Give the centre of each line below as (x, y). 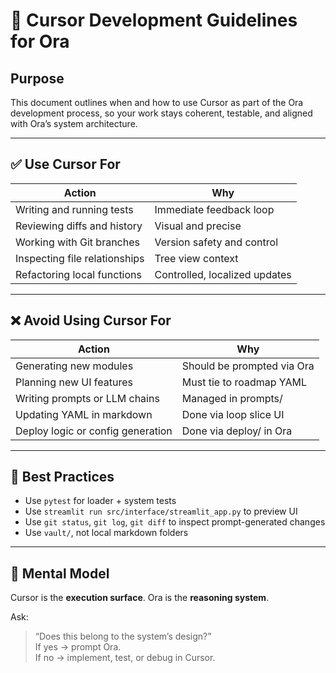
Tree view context (196, 258)
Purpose (37, 78)
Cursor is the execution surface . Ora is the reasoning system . (140, 598)
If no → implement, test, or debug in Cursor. (125, 658)
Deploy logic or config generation (94, 431)
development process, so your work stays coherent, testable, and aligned (161, 113)
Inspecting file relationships (80, 258)
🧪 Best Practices (62, 477)
